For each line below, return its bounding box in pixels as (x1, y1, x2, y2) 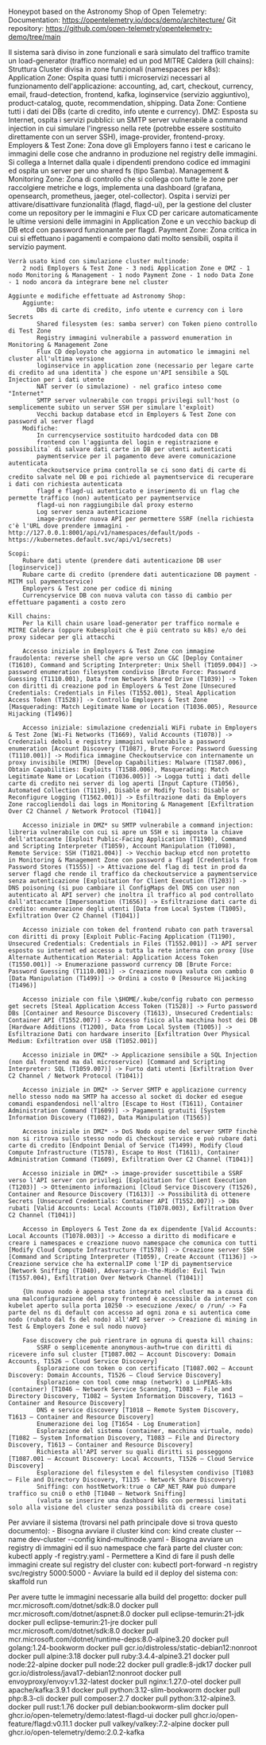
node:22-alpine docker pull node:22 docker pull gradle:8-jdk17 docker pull (8, 1660, 252, 1669)
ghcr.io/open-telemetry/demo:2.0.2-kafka (8, 1727, 145, 1737)
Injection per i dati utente (8, 376, 105, 384)
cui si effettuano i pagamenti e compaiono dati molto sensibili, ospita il (8, 234, 238, 243)
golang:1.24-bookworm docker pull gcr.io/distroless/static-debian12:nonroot (8, 1643, 258, 1652)
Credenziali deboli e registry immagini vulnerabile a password (8, 738, 226, 746)
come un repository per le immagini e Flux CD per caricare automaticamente (8, 208, 259, 217)
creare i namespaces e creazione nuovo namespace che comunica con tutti (8, 1239, 258, 1247)
